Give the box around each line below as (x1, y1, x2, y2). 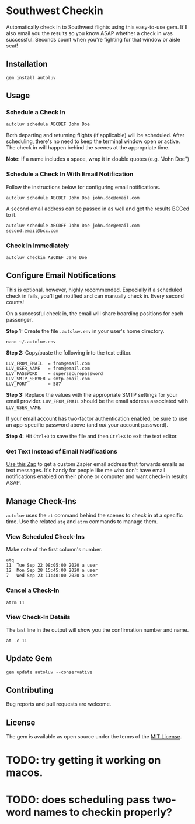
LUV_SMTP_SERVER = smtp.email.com (6, 376, 90, 382)
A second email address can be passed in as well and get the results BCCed (6, 205, 190, 212)
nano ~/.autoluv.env (6, 339, 57, 345)
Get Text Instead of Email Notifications (6, 447, 118, 455)
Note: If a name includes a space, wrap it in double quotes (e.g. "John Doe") (6, 155, 190, 162)
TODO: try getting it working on (6, 754, 161, 767)
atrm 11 (6, 600, 25, 605)
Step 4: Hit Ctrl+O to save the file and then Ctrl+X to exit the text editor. (6, 433, 178, 440)
